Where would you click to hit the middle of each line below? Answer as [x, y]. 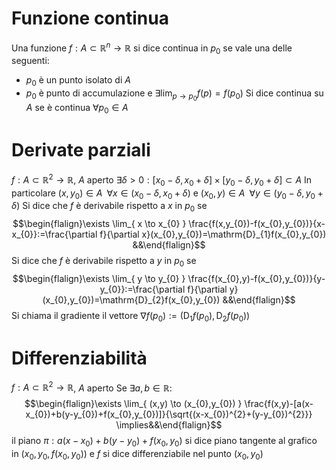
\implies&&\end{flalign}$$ [169, 425]
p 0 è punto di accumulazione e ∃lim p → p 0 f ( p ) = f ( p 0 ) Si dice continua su [174, 95]
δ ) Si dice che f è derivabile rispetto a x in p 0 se [109, 207]
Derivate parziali [81, 150]
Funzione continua [90, 18]
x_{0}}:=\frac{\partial [54, 234]
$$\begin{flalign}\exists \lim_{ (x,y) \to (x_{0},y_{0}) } [133, 404]
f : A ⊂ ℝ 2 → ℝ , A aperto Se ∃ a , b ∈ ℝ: [92, 387]
